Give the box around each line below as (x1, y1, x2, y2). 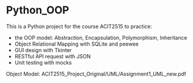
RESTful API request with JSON (14, 53, 91, 60)
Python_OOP (6, 4, 69, 17)
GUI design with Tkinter (14, 46, 72, 53)
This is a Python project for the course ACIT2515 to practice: (6, 23, 153, 30)
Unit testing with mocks (14, 59, 72, 66)
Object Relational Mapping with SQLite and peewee (14, 40, 139, 47)
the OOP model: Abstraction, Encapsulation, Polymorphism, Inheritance (14, 34, 188, 41)
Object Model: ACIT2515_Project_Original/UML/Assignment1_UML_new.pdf (6, 70, 187, 77)
